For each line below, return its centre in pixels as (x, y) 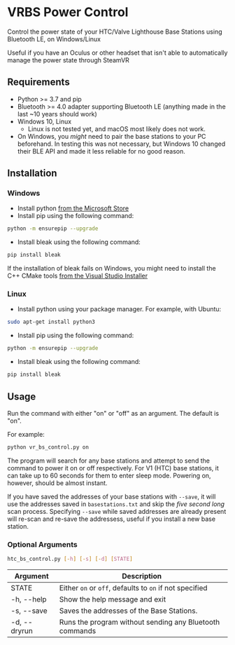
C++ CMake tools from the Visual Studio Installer (78, 276)
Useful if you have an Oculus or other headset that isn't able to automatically (117, 53)
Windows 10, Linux (44, 121)
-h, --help (29, 599)
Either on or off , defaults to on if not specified (133, 588)
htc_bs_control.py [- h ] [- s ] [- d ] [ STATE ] (70, 559)
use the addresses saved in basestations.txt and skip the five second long (116, 504)
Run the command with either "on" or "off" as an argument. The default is (113, 413)
